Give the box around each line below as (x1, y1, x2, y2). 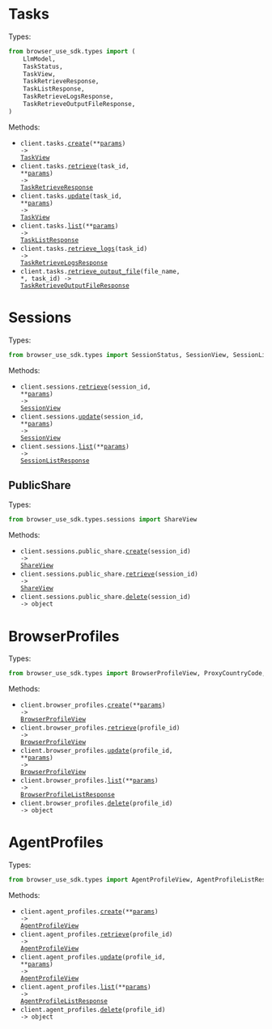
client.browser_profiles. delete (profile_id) (19, 799, 173, 808)
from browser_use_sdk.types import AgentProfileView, (8, 876, 194, 884)
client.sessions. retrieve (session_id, (19, 382, 151, 391)
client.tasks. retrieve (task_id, (19, 162, 130, 170)
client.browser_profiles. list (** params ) (19, 776, 159, 785)
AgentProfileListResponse (19, 997, 108, 1005)
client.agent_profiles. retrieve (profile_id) (19, 930, 173, 938)
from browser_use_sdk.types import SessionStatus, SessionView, (8, 351, 230, 359)
